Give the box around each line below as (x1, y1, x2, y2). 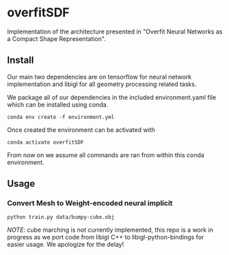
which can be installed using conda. (7, 100, 109, 109)
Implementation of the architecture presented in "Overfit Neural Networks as (7, 27, 223, 36)
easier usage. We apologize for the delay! (7, 241, 124, 249)
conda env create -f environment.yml (7, 113, 115, 120)
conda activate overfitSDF (7, 139, 84, 146)
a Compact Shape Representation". (7, 34, 106, 42)
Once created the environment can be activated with (7, 125, 155, 134)
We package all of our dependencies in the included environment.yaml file (7, 93, 217, 101)
